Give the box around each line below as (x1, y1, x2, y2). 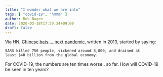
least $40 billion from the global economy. (5, 52, 98, 58)
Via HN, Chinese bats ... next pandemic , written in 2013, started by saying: (5, 39, 157, 45)
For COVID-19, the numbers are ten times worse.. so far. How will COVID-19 (5, 61, 159, 67)
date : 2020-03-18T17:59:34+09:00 (5, 21, 74, 26)
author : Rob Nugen (5, 16, 43, 21)
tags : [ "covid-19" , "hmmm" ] (5, 12, 68, 17)
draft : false (5, 26, 32, 30)
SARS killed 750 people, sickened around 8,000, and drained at (5, 49, 140, 53)
